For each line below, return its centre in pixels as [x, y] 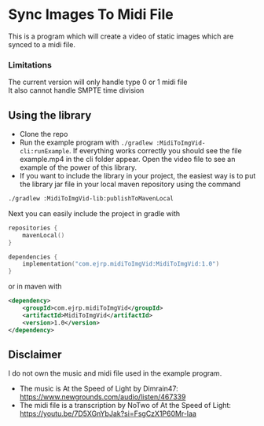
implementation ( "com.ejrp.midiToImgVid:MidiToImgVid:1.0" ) [121, 264]
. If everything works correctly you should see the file [156, 151]
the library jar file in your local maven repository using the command [130, 184]
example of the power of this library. [78, 167]
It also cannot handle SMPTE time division [76, 90]
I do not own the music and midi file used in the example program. [115, 373]
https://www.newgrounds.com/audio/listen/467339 [103, 397]
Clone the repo [44, 134]
